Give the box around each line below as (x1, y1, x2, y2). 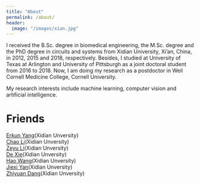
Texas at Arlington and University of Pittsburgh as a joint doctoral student (6, 61, 187, 68)
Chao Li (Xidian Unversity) (6, 138, 70, 145)
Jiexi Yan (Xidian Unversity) (6, 163, 73, 170)
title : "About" (6, 8, 44, 15)
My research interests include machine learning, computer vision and (6, 85, 177, 92)
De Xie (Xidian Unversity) (6, 151, 67, 158)
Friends (6, 112, 45, 126)
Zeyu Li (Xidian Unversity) (6, 144, 69, 152)
